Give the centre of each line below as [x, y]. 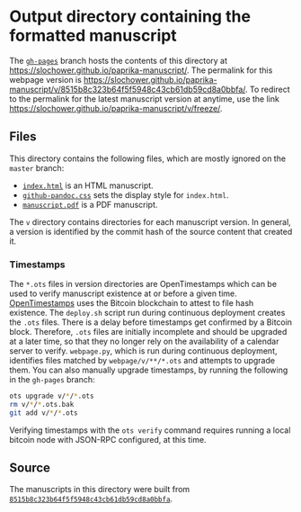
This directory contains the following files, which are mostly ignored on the [147, 158]
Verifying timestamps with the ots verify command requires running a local [150, 430]
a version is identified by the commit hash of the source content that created [151, 231]
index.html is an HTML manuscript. [88, 185]
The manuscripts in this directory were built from [100, 490]
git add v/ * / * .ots [44, 413]
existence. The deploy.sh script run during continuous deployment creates [147, 313]
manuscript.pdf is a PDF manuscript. [90, 204]
